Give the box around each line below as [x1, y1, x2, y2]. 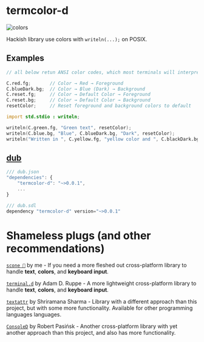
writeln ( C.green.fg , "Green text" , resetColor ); [6, 125, 132, 131]
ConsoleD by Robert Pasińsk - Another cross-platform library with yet [6, 323, 178, 330]
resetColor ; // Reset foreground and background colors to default [6, 103, 191, 109]
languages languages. [6, 311, 62, 318]
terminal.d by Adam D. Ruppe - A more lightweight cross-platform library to [6, 280, 197, 287]
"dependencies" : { [6, 174, 53, 181]
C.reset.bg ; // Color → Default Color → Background [6, 97, 151, 103]
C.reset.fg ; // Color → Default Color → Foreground [6, 92, 151, 98]
